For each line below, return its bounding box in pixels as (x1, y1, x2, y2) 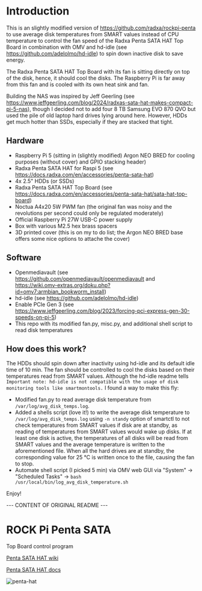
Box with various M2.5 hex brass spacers (14, 222, 117, 229)
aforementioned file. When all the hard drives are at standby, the (14, 447, 174, 455)
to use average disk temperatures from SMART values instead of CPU (6, 30, 179, 37)
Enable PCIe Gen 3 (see (14, 301, 74, 308)
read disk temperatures (14, 326, 73, 333)
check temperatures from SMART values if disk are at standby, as (14, 421, 178, 429)
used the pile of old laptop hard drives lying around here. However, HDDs (6, 112, 188, 119)
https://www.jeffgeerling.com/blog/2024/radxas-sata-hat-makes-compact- (6, 98, 194, 106)
